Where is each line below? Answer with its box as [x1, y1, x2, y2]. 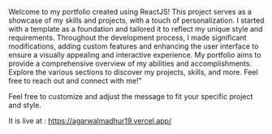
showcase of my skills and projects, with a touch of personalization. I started [8, 15, 265, 25]
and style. [8, 101, 42, 110]
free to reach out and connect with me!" [8, 76, 142, 85]
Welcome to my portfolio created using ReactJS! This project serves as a [8, 7, 252, 16]
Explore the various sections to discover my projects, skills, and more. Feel [8, 67, 258, 76]
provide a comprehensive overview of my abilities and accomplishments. [8, 58, 253, 68]
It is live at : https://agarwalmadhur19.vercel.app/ [8, 116, 172, 125]
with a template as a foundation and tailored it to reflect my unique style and [8, 24, 263, 33]
